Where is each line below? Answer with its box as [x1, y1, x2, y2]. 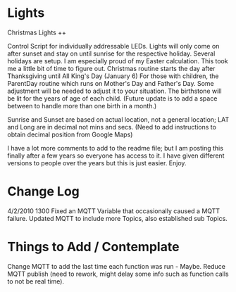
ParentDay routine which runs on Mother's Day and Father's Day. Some [7, 79, 215, 87]
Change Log [7, 184, 80, 200]
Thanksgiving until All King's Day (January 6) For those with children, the [7, 72, 219, 80]
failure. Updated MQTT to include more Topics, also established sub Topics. [7, 214, 228, 222]
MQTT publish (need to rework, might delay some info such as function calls [7, 269, 229, 278]
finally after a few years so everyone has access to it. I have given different [7, 151, 225, 160]
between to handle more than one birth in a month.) [7, 101, 157, 110]
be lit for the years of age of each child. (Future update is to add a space [7, 94, 218, 103]
